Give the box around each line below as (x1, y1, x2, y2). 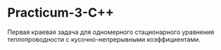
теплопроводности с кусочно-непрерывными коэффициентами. (7, 35, 201, 43)
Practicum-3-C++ (7, 5, 115, 21)
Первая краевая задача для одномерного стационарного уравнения (7, 28, 215, 36)
